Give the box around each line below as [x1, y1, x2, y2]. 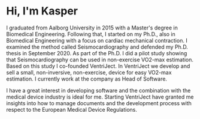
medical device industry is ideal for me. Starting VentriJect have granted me [6, 93, 194, 100]
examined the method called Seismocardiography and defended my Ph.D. [6, 43, 189, 50]
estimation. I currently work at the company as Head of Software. [6, 75, 168, 82]
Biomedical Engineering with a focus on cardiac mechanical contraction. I [6, 37, 187, 44]
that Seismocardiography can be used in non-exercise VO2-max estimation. [6, 56, 193, 63]
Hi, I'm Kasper [6, 4, 78, 18]
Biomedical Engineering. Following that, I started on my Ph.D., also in [6, 30, 175, 37]
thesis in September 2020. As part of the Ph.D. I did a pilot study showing [6, 49, 187, 56]
